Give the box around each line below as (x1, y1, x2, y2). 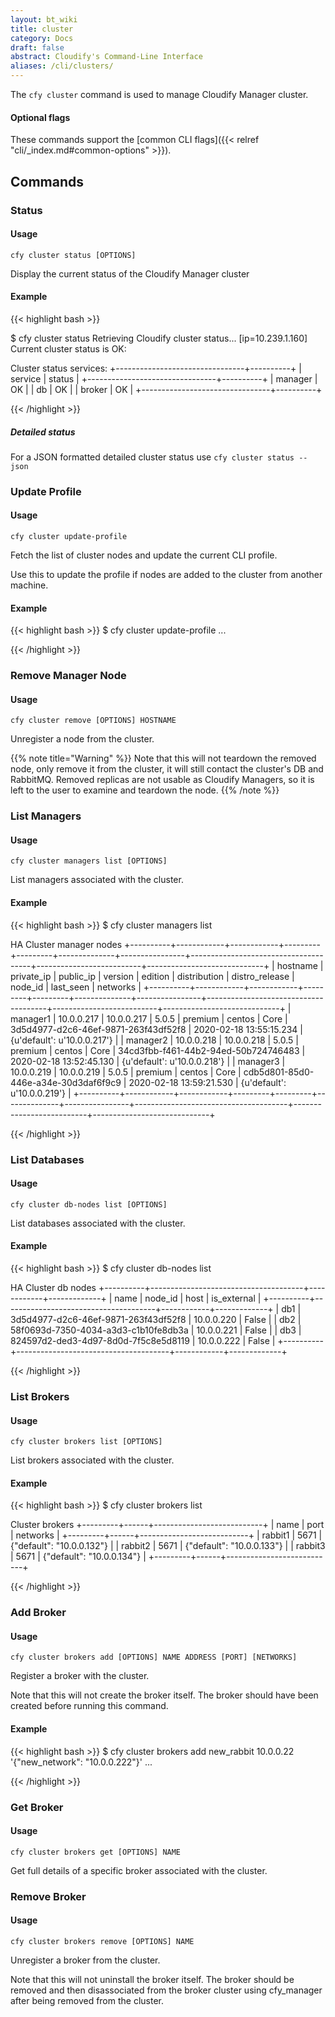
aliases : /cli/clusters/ (10, 61, 114, 71)
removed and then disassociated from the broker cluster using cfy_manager (10, 1984, 323, 1996)
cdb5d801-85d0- (243, 1066, 315, 1078)
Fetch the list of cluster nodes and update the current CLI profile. (10, 549, 278, 561)
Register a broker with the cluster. (10, 1670, 150, 1682)
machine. (10, 579, 49, 591)
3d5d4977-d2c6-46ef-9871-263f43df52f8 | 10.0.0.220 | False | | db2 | (10, 1314, 302, 1325)
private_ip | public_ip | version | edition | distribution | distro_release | (10, 970, 295, 982)
